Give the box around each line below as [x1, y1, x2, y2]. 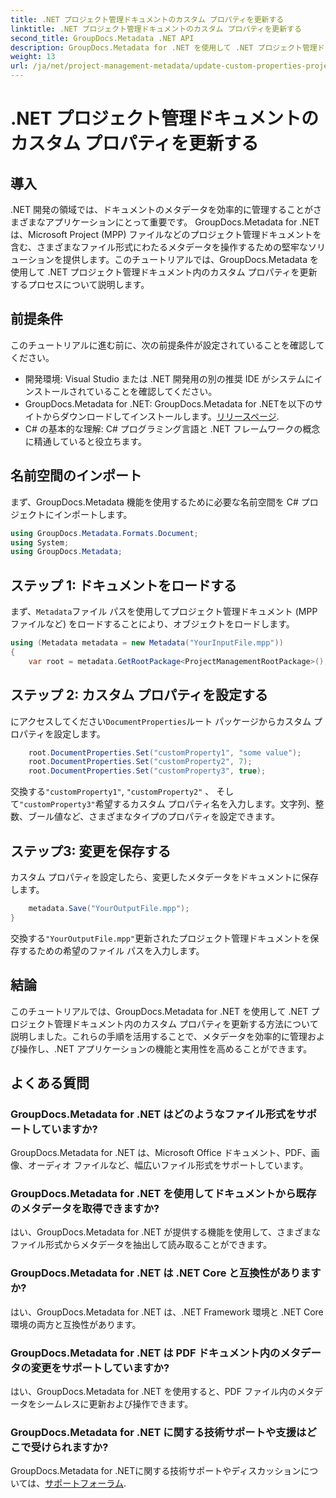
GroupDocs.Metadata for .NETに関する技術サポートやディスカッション [10, 1465, 302, 1477]
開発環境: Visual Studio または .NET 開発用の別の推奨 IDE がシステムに [24, 372, 315, 385]
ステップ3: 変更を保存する [10, 842, 172, 860]
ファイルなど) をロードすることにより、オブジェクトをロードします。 [10, 618, 295, 630]
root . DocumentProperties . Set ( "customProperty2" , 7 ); [28, 757, 253, 767]
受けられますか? [30, 1441, 109, 1454]
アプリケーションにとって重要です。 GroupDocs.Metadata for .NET [44, 216, 320, 228]
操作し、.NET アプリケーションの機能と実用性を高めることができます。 [18, 1042, 313, 1055]
